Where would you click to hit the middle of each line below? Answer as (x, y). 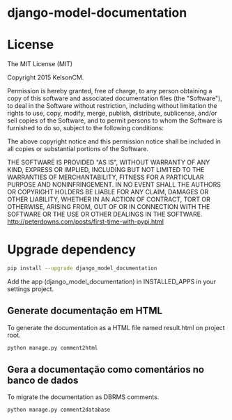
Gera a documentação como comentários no (106, 370)
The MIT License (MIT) (40, 64)
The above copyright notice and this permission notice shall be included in (114, 141)
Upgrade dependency (71, 250)
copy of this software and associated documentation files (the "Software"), (115, 98)
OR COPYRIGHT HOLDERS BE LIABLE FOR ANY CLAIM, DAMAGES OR (108, 192)
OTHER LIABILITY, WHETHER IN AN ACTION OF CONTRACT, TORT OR (109, 199)
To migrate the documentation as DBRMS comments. (83, 397)
